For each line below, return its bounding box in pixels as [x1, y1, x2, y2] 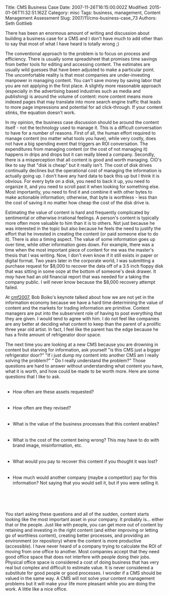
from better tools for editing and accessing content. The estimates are [5, 62, 150, 67]
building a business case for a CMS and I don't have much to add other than [5, 35, 163, 41]
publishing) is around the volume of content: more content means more [5, 93, 153, 99]
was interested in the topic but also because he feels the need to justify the [5, 225, 161, 231]
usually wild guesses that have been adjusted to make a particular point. [5, 67, 155, 73]
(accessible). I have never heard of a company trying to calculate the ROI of [5, 543, 162, 549]
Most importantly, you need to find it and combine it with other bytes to [5, 189, 152, 195]
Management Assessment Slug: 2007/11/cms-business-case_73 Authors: [5, 15, 157, 21]
